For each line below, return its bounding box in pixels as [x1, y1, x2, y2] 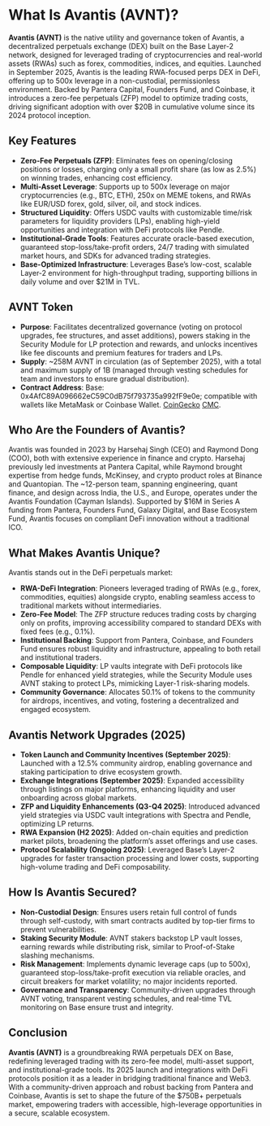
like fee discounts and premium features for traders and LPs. [19, 347, 223, 357]
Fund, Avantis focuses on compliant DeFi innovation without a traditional [8, 514, 250, 524]
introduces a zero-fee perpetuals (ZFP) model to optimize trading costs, [8, 93, 249, 103]
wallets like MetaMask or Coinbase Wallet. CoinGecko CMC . [19, 399, 221, 409]
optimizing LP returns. [19, 819, 95, 828]
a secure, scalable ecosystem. [8, 1108, 110, 1118]
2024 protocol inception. [8, 110, 92, 120]
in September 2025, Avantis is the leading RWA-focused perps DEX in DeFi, [8, 67, 261, 76]
